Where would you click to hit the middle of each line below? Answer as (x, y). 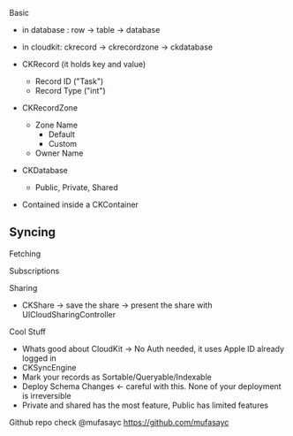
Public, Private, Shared (77, 187)
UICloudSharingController (69, 314)
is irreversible (47, 395)
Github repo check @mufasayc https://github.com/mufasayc (119, 422)
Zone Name (56, 125)
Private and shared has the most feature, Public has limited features (145, 405)
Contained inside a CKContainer (80, 204)
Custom (63, 144)
